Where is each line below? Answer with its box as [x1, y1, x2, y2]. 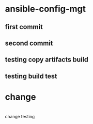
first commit [5, 23, 43, 31]
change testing [5, 114, 35, 120]
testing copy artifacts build [5, 56, 89, 64]
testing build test [5, 72, 57, 80]
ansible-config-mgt [5, 3, 86, 15]
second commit [5, 39, 53, 47]
